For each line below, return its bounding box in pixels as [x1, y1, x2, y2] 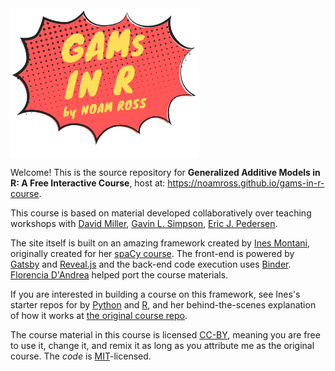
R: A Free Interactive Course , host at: [10, 177, 166, 189]
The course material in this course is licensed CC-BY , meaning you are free [10, 328, 321, 341]
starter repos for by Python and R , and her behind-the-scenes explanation [10, 298, 317, 311]
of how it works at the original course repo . [10, 309, 188, 321]
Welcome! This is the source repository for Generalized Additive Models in [10, 166, 321, 178]
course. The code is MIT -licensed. [10, 350, 152, 362]
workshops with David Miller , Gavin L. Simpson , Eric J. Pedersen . [10, 217, 278, 229]
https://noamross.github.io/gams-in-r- [167, 177, 325, 189]
